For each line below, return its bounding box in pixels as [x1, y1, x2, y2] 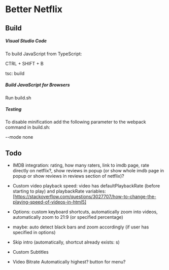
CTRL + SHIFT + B [5, 60, 44, 66]
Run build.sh [5, 95, 31, 101]
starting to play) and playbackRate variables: [12, 188, 106, 195]
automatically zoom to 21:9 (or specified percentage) [12, 214, 123, 220]
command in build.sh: [5, 124, 51, 130]
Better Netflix [5, 4, 62, 15]
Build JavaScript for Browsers [5, 82, 70, 88]
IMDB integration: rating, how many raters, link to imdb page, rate [12, 162, 150, 168]
